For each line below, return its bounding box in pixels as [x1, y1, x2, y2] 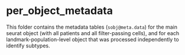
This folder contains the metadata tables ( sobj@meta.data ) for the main [6, 23, 177, 30]
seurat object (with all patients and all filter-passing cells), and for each [6, 29, 180, 36]
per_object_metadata [6, 4, 113, 18]
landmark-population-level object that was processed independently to [6, 36, 179, 43]
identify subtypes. [6, 42, 50, 49]
